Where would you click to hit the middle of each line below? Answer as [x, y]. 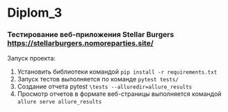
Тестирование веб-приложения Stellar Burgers [91, 35]
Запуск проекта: [32, 58]
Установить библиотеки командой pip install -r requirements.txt [117, 72]
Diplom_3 [35, 13]
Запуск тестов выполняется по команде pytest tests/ [98, 79]
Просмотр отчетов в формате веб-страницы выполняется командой [119, 94]
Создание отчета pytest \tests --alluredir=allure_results [105, 87]
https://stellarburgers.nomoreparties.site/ [81, 43]
